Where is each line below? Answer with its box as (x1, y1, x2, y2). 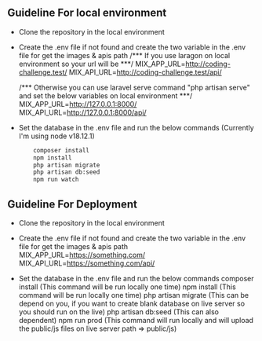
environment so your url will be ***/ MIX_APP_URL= (18, 59, 186, 68)
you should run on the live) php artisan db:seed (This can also (18, 307, 219, 317)
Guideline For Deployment (7, 197, 138, 211)
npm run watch (33, 176, 79, 184)
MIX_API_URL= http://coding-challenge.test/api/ (68, 67, 223, 77)
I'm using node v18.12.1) (18, 131, 95, 141)
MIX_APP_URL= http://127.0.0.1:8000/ (18, 99, 137, 108)
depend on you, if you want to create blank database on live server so (18, 299, 245, 308)
